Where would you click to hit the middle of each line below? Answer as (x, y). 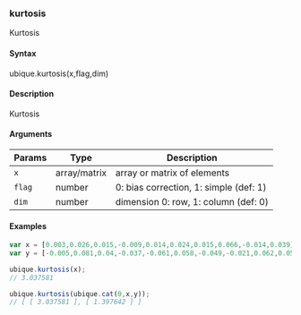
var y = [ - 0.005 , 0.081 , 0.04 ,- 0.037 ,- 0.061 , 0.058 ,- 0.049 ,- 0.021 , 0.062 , (144, 253)
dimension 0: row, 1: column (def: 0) (192, 201)
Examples (28, 226)
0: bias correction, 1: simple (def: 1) (191, 187)
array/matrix (81, 173)
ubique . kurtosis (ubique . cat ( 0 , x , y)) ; (80, 294)
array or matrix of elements (172, 173)
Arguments (31, 134)
